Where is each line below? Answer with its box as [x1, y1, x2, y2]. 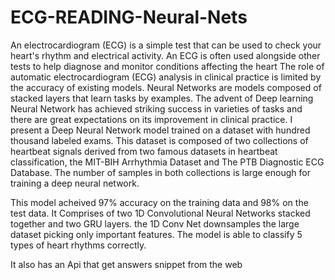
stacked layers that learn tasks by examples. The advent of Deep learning [10, 92, 314, 104]
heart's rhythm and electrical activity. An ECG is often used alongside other [10, 49, 321, 61]
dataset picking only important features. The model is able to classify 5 [10, 228, 303, 240]
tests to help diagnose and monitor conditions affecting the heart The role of [10, 60, 325, 72]
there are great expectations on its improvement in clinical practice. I [10, 113, 293, 125]
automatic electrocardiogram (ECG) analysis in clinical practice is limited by [10, 71, 322, 83]
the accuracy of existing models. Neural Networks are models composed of [10, 81, 322, 93]
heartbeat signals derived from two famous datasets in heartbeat [10, 145, 278, 157]
